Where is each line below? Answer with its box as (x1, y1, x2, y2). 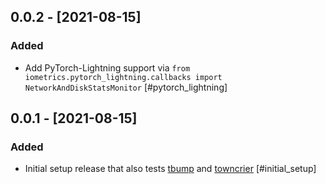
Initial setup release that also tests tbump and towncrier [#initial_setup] (24, 163, 317, 175)
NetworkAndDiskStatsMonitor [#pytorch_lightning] (24, 81, 228, 93)
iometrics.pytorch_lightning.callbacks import (24, 72, 223, 82)
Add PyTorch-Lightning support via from (24, 61, 191, 74)
